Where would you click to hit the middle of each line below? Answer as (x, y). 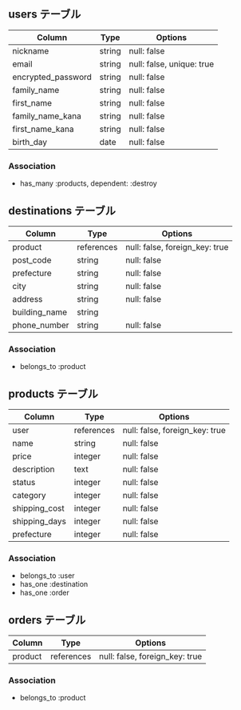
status (24, 483)
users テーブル (45, 14)
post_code (32, 260)
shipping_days (39, 521)
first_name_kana (43, 129)
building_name (40, 312)
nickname (31, 50)
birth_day (30, 142)
